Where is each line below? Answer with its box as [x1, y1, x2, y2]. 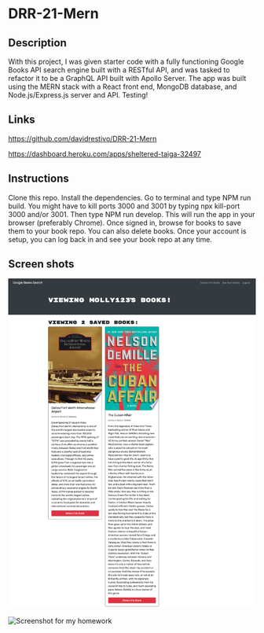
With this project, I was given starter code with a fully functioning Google [8, 57, 244, 66]
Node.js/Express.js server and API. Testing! [8, 90, 148, 99]
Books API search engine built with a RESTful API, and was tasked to [8, 65, 230, 75]
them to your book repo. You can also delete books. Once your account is [8, 226, 247, 236]
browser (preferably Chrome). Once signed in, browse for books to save [8, 218, 242, 227]
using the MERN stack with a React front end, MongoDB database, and [8, 82, 237, 91]
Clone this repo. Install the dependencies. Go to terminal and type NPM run [8, 193, 251, 202]
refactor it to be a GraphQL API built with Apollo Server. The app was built [8, 74, 247, 83]
